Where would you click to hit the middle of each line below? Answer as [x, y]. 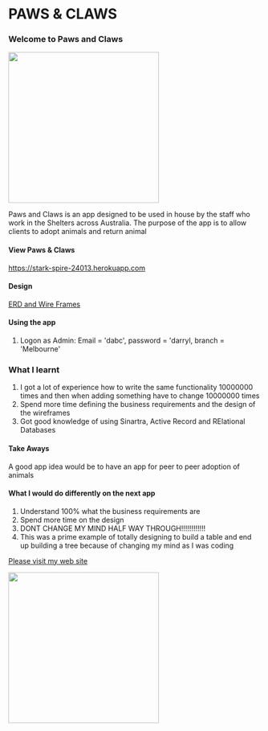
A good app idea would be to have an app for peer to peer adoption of [124, 466]
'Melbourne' [40, 349]
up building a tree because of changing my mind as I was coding [127, 545]
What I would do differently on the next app [82, 493]
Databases [38, 430]
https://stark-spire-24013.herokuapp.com [77, 268]
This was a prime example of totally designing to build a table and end [136, 536]
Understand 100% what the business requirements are [110, 511]
